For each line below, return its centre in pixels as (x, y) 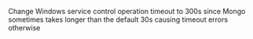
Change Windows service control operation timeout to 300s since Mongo (127, 11)
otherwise (24, 28)
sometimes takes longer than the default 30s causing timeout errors (118, 19)
